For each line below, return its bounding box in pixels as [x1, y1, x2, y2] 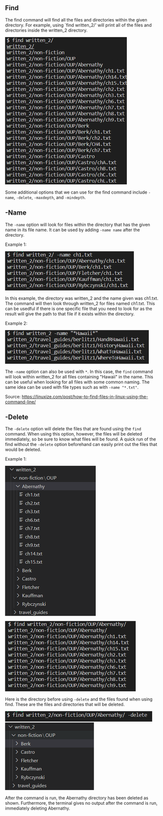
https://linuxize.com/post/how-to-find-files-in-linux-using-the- [21, 394, 148, 399]
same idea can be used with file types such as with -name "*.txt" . [5, 384, 139, 390]
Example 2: [5, 320, 28, 326]
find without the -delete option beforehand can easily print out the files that [5, 441, 158, 447]
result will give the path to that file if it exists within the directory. [5, 310, 135, 317]
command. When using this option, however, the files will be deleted [5, 431, 143, 437]
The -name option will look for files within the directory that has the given [5, 221, 150, 227]
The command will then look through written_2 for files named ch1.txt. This [5, 300, 155, 306]
